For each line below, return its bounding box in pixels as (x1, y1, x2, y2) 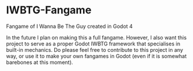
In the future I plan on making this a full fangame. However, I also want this (6, 34, 187, 41)
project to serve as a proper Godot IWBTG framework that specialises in (6, 40, 181, 47)
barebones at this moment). (6, 59, 74, 66)
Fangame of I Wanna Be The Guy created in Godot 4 (6, 23, 133, 30)
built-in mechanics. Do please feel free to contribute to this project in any (6, 46, 184, 53)
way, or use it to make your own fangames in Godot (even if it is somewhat (6, 52, 187, 59)
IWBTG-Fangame (6, 3, 92, 17)
